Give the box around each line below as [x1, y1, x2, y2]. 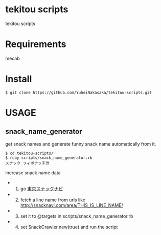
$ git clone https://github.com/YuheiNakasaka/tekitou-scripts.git [5, 90, 152, 95]
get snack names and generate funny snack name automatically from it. [5, 140, 156, 147]
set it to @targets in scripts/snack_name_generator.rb [20, 213, 133, 219]
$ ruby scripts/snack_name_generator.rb [5, 155, 93, 160]
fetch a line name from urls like [20, 197, 86, 203]
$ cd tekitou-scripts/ [5, 151, 54, 156]
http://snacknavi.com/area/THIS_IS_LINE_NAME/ [20, 202, 124, 208]
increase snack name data [5, 170, 61, 176]
